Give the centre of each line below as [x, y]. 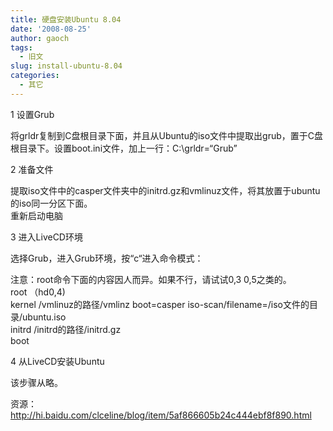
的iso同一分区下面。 [51, 203]
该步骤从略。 [36, 382]
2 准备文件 [32, 169]
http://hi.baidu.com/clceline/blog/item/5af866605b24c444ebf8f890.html [161, 415]
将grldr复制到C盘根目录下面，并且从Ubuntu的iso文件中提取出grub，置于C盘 [167, 135]
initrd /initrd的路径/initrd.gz [66, 329]
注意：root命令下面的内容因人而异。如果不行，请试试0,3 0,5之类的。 [151, 279]
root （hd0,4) [38, 292]
